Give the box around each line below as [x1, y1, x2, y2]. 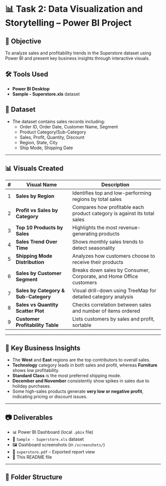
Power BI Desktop [12, 85, 50, 91]
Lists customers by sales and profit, [72, 316, 155, 323]
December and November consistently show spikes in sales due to [12, 378, 150, 384]
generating [72, 230, 98, 237]
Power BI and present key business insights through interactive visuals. [5, 55, 150, 61]
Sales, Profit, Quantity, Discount [19, 134, 85, 140]
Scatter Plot [15, 308, 44, 315]
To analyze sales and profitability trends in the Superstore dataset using [5, 50, 152, 56]
